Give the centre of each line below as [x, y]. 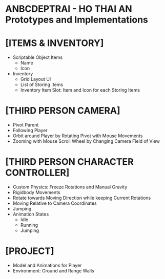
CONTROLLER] [37, 173]
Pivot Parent [26, 125]
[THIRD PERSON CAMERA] [63, 111]
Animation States [31, 214]
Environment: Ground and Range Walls [53, 271]
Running [29, 225]
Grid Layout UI [36, 79]
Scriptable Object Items [38, 57]
